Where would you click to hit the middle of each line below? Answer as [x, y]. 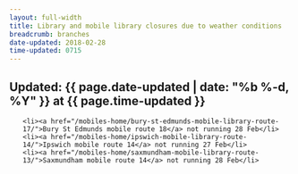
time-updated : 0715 [46, 51]
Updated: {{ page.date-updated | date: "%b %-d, [149, 87]
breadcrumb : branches [50, 34]
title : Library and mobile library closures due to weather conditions [145, 26]
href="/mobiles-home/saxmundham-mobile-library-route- [155, 153]
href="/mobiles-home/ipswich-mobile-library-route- [149, 137]
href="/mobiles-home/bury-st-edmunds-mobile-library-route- [165, 121]
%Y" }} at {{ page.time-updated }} [107, 100]
